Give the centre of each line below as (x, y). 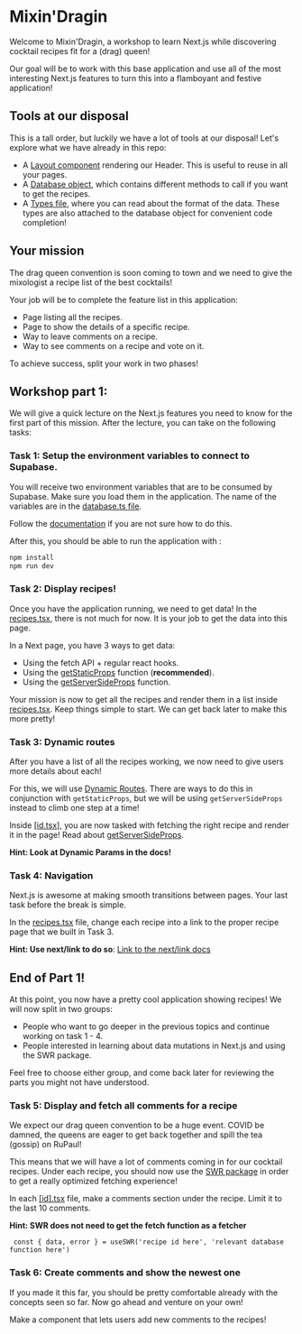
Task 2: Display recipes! (63, 589)
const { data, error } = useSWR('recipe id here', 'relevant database (148, 1242)
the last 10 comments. (50, 1208)
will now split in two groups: (61, 1009)
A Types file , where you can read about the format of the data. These (151, 203)
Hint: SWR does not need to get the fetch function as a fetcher (128, 1226)
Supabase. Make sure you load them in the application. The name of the (143, 496)
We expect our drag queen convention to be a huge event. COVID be (137, 1126)
